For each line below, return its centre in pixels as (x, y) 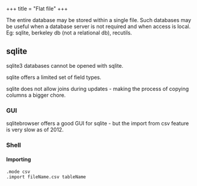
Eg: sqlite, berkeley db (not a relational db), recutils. (69, 33)
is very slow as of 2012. (35, 130)
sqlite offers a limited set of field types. (54, 77)
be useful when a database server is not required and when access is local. (99, 26)
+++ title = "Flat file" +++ (37, 9)
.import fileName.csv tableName (46, 177)
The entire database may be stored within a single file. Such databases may (99, 20)
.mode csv (18, 172)
